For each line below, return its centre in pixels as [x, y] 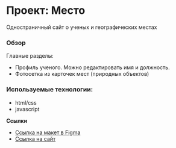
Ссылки [17, 120]
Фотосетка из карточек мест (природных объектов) [82, 74]
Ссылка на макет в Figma [48, 132]
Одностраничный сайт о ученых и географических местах [82, 27]
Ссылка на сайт [35, 138]
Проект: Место [46, 11]
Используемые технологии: [50, 90]
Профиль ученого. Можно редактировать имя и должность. [92, 67]
